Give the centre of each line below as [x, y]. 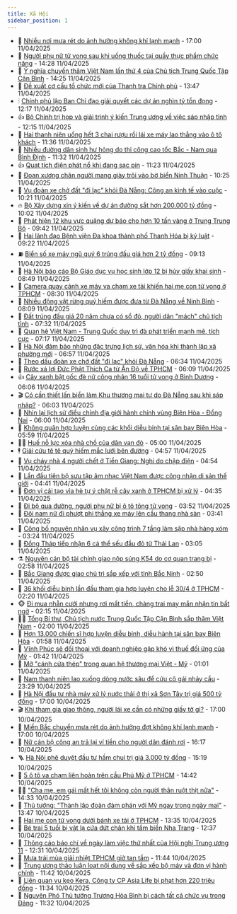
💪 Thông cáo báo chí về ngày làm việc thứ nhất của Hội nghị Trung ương [123, 843]
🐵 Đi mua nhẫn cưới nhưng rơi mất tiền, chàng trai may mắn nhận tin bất [123, 603]
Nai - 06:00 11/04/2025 [52, 420]
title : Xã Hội [28, 14]
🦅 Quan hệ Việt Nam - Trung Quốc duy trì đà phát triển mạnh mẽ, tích [118, 331]
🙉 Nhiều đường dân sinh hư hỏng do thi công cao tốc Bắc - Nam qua [117, 149]
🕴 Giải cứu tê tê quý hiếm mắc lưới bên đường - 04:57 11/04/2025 [112, 451]
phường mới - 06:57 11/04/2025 [64, 354]
